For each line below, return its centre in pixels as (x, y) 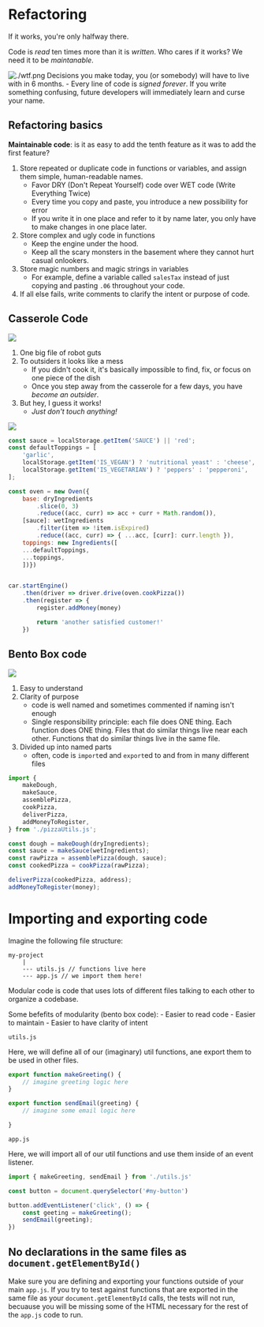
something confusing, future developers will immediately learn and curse (127, 92)
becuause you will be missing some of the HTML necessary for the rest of (128, 1306)
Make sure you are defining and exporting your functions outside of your (126, 1281)
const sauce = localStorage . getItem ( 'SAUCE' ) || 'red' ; (102, 440)
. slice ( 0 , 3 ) (58, 506)
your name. (27, 100)
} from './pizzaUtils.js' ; (52, 829)
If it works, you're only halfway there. (69, 36)
